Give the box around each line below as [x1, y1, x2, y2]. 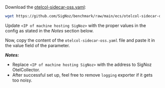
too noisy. [12, 77, 32, 83]
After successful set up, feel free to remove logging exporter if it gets [12, 72, 153, 78]
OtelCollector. [12, 66, 40, 73]
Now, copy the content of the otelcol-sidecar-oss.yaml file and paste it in [5, 37, 155, 43]
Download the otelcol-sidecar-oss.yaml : [5, 4, 86, 10]
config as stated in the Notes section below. [5, 28, 94, 33]
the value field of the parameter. [5, 42, 70, 48]
